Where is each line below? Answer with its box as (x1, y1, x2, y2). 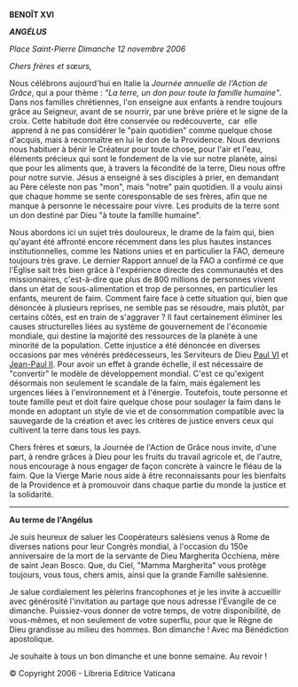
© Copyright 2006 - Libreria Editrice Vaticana (9, 668, 176, 678)
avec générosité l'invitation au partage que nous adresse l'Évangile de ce (9, 596, 277, 606)
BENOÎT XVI (9, 10, 55, 20)
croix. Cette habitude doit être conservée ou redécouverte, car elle (9, 116, 258, 126)
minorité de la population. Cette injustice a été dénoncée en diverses (9, 340, 261, 350)
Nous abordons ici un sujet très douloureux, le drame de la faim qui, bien (9, 227, 275, 238)
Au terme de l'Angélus (9, 515, 93, 525)
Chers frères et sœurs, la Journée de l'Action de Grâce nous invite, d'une (9, 442, 277, 452)
